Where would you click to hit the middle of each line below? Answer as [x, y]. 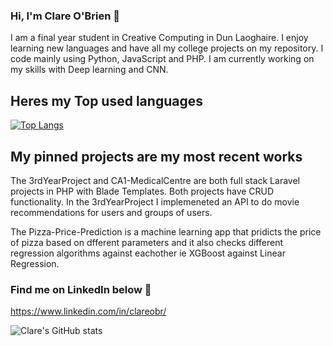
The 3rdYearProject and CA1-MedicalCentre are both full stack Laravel [155, 180]
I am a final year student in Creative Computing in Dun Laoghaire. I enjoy [159, 38]
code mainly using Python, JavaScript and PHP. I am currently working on [162, 59]
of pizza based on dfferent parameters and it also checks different [146, 242]
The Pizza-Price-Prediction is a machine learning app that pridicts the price [166, 231]
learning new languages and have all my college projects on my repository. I [167, 48]
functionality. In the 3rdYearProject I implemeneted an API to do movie [155, 201]
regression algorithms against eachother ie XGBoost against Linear [148, 253]
